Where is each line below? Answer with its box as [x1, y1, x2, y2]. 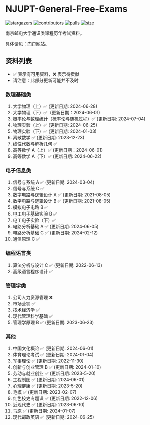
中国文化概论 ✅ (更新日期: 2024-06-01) [12, 345, 94, 351]
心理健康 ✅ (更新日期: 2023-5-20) [12, 383, 83, 389]
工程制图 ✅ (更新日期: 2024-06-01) [12, 377, 85, 383]
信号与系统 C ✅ [12, 186, 44, 192]
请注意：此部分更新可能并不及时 [12, 77, 79, 83]
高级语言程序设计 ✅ [12, 268, 53, 274]
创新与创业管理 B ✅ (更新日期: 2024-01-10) [12, 364, 101, 370]
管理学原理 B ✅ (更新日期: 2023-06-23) [12, 319, 94, 325]
